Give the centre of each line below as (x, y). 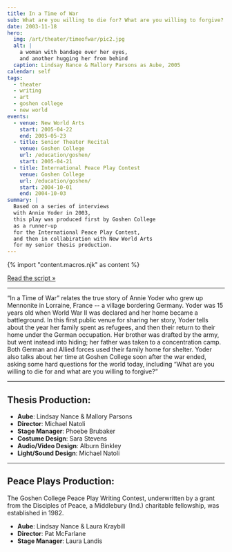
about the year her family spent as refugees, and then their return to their (111, 328)
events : (18, 116)
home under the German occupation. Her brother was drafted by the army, (113, 335)
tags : (15, 78)
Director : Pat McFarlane (51, 533)
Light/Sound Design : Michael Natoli (68, 453)
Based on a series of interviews (61, 207)
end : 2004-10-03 (43, 194)
